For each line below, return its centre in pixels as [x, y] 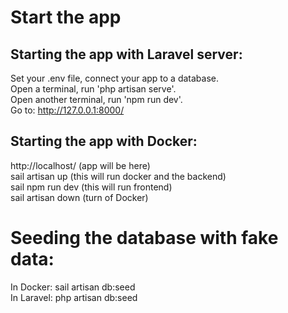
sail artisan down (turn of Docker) [79, 197]
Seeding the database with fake [144, 238]
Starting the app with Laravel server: [126, 54]
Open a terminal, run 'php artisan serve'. [93, 89]
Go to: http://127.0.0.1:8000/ [67, 110]
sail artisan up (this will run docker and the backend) [118, 176]
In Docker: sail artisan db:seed [73, 287]
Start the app [66, 17]
